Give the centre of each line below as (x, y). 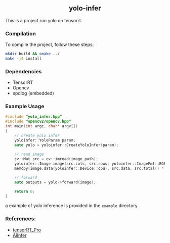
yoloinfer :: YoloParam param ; (45, 140)
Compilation (21, 33)
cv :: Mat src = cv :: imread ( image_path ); (56, 159)
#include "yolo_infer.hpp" (34, 117)
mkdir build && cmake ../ (32, 54)
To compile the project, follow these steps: (50, 44)
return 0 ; (25, 191)
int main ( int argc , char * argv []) (42, 126)
